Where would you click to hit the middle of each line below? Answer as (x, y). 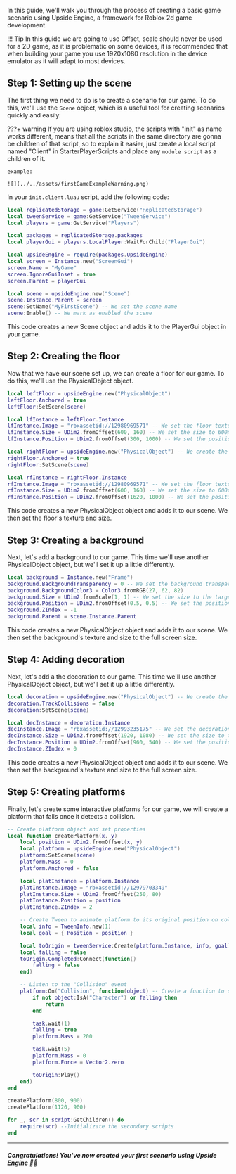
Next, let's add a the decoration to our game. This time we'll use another (112, 676)
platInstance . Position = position (70, 901)
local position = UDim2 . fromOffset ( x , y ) (81, 842)
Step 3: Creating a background (76, 540)
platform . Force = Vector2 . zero (78, 1062)
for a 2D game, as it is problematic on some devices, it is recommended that (118, 46)
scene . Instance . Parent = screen (54, 300)
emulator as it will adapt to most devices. (66, 61)
